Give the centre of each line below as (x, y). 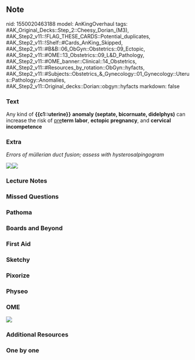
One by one (23, 350)
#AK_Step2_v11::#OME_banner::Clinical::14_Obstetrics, (71, 61)
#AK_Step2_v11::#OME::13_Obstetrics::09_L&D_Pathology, (75, 55)
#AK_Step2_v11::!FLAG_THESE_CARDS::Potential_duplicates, (78, 36)
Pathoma (19, 213)
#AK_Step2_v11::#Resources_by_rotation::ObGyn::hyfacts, (76, 68)
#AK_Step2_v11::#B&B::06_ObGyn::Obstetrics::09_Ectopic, (76, 49)
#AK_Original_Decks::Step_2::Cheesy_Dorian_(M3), (68, 30)
